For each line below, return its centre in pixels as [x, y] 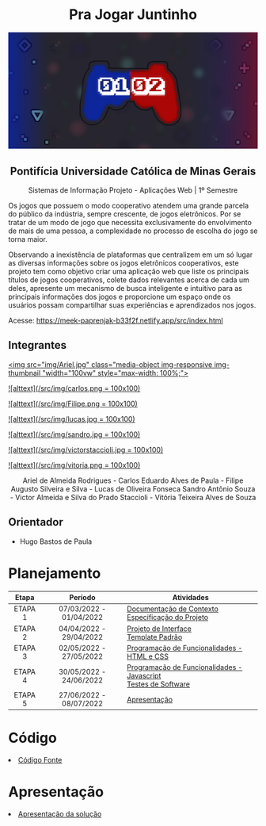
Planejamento [55, 573]
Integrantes [38, 345]
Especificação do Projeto [167, 618]
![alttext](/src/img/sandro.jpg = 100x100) [74, 434]
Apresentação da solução [60, 813]
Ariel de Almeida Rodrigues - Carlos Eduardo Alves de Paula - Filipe [133, 480]
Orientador [36, 522]
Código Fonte [40, 759]
